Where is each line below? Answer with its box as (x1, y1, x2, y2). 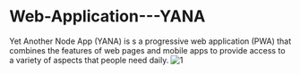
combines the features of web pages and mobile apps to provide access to (9, 45, 286, 55)
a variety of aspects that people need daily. (9, 54, 169, 65)
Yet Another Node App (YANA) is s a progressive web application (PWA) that (9, 36, 292, 46)
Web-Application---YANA (9, 6, 206, 27)
